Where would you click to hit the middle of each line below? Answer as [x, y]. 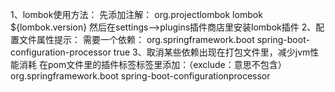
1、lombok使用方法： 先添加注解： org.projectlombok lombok [136, 14]
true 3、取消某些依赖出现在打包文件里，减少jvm [212, 52]
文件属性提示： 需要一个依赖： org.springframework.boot [136, 39]
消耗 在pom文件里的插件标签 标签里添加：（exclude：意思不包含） [152, 64]
